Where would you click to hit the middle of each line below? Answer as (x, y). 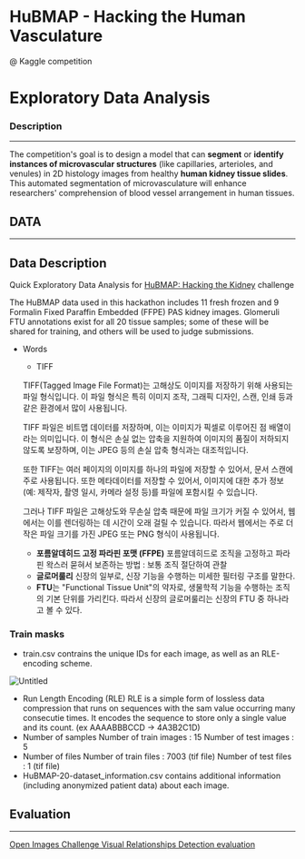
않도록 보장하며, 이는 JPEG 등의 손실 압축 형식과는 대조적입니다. (136, 450)
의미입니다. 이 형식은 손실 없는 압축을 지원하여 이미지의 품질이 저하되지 (164, 439)
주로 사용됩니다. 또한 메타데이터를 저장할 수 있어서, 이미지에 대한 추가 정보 (153, 481)
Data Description (58, 263)
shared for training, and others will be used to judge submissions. (132, 331)
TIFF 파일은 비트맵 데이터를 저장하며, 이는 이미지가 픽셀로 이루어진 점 (145, 428)
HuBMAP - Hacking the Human (128, 17)
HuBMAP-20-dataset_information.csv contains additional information (152, 776)
